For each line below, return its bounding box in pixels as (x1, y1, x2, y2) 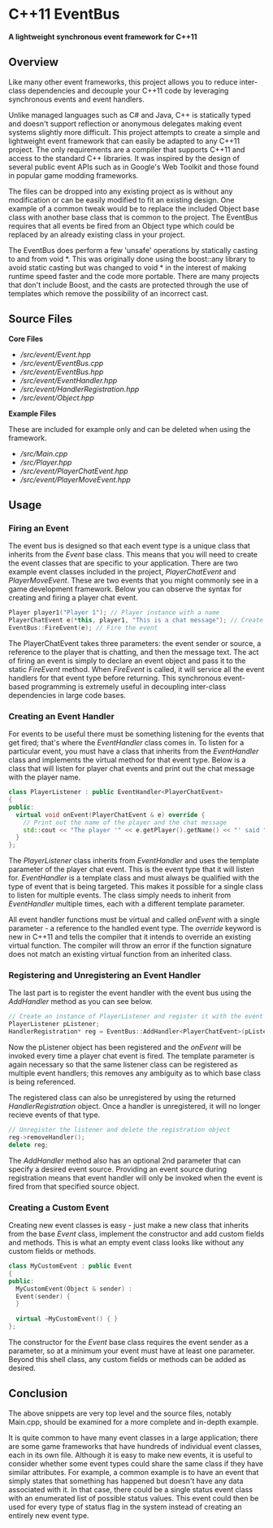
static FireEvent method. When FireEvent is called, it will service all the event (8, 664, 265, 674)
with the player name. (8, 772, 81, 782)
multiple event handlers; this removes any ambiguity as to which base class (8, 1068, 262, 1078)
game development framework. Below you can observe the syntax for (8, 584, 242, 594)
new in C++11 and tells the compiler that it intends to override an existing (8, 932, 252, 942)
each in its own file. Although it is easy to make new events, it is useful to (8, 1450, 253, 1460)
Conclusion (8, 1386, 68, 1400)
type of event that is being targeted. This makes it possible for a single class (8, 882, 264, 892)
